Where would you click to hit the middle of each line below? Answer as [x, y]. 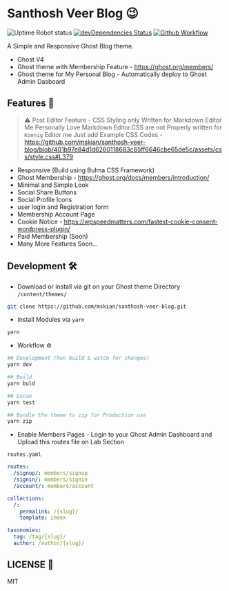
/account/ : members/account [54, 486]
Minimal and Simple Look [53, 185]
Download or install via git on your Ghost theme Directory [99, 287]
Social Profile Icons [44, 199]
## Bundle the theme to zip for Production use [77, 415]
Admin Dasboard [41, 81]
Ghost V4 [31, 59]
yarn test [21, 402]
